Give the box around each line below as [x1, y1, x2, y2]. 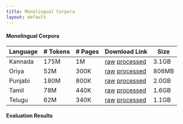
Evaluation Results [6, 112, 53, 119]
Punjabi [9, 76, 30, 84]
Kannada [9, 57, 34, 66]
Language [9, 47, 38, 56]
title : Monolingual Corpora [6, 8, 76, 15]
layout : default [6, 14, 46, 20]
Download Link [104, 47, 148, 56]
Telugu [9, 96, 28, 104]
